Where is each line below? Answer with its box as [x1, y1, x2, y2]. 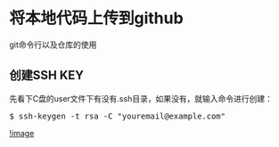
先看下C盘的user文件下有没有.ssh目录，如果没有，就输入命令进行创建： [9, 93, 274, 103]
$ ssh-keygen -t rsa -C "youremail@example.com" [9, 110, 226, 121]
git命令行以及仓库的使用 [9, 39, 97, 50]
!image [9, 127, 35, 138]
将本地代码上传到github [9, 8, 185, 29]
